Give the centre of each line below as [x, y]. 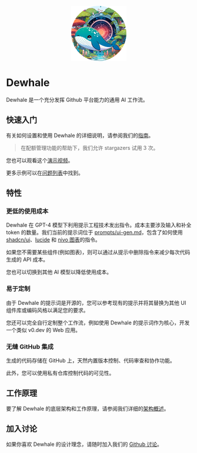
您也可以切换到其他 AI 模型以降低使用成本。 [59, 272]
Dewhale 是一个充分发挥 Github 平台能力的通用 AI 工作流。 [77, 99]
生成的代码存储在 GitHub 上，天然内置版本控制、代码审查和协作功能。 [91, 361]
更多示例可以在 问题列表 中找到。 [45, 173]
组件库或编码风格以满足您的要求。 [47, 310]
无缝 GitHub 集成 [30, 347]
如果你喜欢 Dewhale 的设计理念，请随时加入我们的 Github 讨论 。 [84, 444]
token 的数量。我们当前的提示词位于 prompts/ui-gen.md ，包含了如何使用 [95, 233]
